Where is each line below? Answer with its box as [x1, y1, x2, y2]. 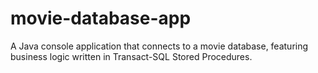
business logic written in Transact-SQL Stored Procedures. [10, 50, 253, 62]
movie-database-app [10, 7, 192, 30]
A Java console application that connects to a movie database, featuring [10, 40, 309, 52]
